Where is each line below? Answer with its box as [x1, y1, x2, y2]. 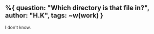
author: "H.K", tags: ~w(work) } [5, 12, 104, 20]
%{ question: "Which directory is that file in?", [5, 4, 150, 12]
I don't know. [5, 24, 31, 30]
